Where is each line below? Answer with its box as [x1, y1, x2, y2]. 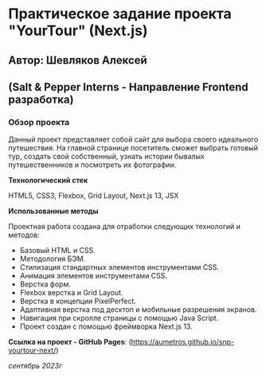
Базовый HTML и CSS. [19, 246, 96, 255]
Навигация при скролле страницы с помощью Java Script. [19, 314, 219, 323]
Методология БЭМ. [19, 254, 86, 263]
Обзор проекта [8, 116, 70, 127]
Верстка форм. [19, 279, 72, 289]
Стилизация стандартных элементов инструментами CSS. [19, 263, 220, 272]
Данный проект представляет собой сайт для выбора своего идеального [8, 134, 259, 144]
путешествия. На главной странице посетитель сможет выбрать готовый [8, 143, 259, 153]
